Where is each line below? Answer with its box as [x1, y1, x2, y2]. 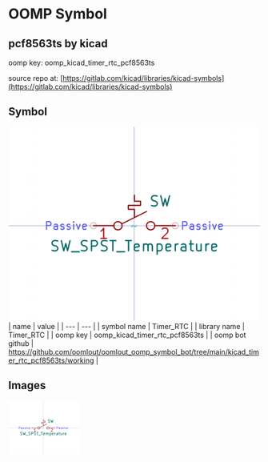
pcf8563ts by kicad [8, 37, 108, 50]
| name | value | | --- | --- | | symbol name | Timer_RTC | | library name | [8, 322, 246, 331]
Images [8, 379, 46, 392]
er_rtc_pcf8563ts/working [8, 356, 94, 365]
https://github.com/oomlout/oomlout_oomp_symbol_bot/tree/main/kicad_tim [8, 348, 260, 357]
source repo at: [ [8, 74, 63, 82]
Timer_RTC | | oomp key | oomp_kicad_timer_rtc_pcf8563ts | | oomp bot [8, 330, 246, 340]
